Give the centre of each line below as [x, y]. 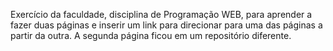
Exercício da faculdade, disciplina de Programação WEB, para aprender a [161, 14]
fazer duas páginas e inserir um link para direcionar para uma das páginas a [166, 25]
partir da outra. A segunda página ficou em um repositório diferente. [151, 35]
